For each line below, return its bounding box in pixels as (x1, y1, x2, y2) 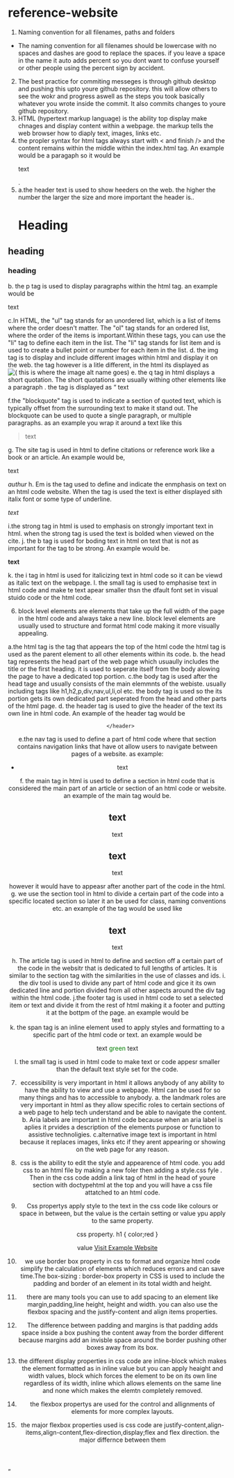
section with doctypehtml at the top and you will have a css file (32, 1181, 212, 1190)
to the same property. (92, 1217, 153, 1225)
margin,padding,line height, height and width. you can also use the (27, 1300, 218, 1309)
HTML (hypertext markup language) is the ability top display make (17, 114, 208, 123)
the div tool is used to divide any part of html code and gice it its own (18, 979, 216, 987)
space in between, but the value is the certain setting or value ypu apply (19, 1209, 226, 1217)
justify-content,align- (163, 1421, 224, 1429)
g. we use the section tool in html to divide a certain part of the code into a (10, 890, 224, 898)
